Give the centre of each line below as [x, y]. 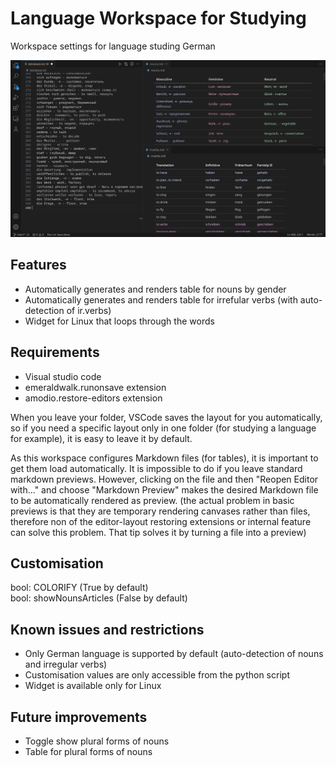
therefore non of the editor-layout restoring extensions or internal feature [161, 521]
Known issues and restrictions [107, 629]
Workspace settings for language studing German [113, 46]
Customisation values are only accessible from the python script [157, 675]
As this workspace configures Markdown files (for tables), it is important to [164, 458]
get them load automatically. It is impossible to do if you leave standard [156, 468]
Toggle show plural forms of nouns [97, 741]
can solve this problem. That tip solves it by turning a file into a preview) [158, 532]
